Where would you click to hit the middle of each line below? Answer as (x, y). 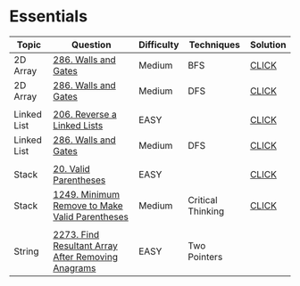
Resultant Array (86, 245)
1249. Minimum (87, 194)
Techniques (215, 45)
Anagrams (75, 267)
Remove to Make (88, 205)
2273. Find (76, 234)
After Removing (86, 257)
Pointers (205, 257)
